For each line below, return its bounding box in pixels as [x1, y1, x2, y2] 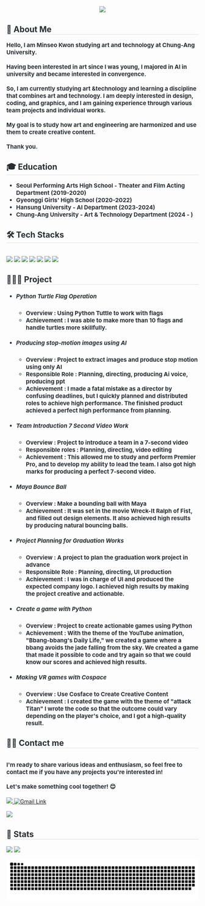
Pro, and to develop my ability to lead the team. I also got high [26, 460, 196, 468]
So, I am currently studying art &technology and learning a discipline [6, 84, 197, 92]
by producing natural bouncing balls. [26, 522, 128, 530]
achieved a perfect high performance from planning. [26, 406, 172, 414]
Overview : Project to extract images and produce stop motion [26, 356, 198, 363]
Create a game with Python [16, 605, 93, 613]
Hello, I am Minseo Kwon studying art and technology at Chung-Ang [6, 41, 195, 49]
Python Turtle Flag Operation [16, 292, 97, 300]
